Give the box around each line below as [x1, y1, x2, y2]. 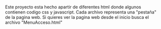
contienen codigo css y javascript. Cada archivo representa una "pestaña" [5, 9, 157, 15]
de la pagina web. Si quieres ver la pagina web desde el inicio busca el [5, 14, 149, 20]
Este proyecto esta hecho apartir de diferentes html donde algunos [5, 4, 142, 10]
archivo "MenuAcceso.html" [5, 19, 63, 25]
